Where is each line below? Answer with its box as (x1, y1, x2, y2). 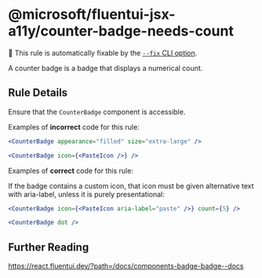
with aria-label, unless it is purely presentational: (8, 189, 165, 199)
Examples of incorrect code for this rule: (8, 122, 140, 131)
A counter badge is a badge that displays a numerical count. (8, 63, 203, 72)
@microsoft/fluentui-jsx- (8, 5, 176, 24)
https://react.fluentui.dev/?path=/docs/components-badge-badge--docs (8, 262, 244, 271)
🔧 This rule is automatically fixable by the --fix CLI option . (8, 48, 198, 57)
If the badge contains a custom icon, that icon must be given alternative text (8, 181, 254, 190)
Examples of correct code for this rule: (8, 166, 133, 175)
